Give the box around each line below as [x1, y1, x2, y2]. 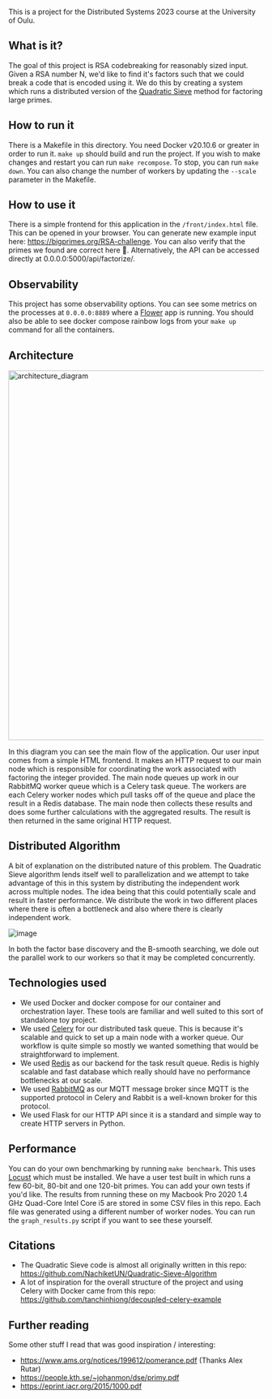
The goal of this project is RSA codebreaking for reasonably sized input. [8, 60, 249, 70]
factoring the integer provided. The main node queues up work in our [8, 773, 239, 782]
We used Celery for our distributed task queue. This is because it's [19, 1023, 244, 1033]
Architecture [8, 348, 74, 362]
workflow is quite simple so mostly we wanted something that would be [19, 1040, 259, 1050]
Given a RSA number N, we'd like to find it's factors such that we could [8, 69, 244, 79]
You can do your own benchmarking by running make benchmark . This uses [8, 1164, 257, 1173]
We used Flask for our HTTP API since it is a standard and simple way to [19, 1109, 261, 1119]
